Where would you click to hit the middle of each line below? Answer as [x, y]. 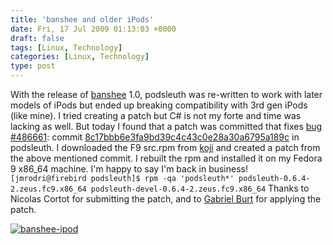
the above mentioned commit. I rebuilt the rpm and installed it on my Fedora [166, 158]
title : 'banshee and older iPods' [82, 19]
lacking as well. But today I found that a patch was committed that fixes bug [166, 126]
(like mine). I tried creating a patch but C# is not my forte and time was [156, 115]
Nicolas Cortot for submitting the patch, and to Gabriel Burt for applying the [166, 199]
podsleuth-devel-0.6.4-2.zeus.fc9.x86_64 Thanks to [200, 188]
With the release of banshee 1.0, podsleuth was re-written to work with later [166, 94]
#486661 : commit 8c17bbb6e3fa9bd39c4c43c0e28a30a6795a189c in [155, 137]
